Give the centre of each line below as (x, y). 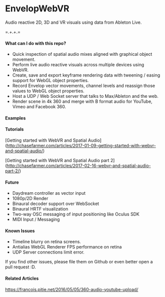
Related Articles (22, 278)
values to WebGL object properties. (48, 91)
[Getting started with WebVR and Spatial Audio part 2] (60, 160)
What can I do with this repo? (36, 43)
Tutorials (14, 129)
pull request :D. (21, 267)
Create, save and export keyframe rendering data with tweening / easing (86, 75)
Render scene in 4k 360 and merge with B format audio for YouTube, (82, 101)
